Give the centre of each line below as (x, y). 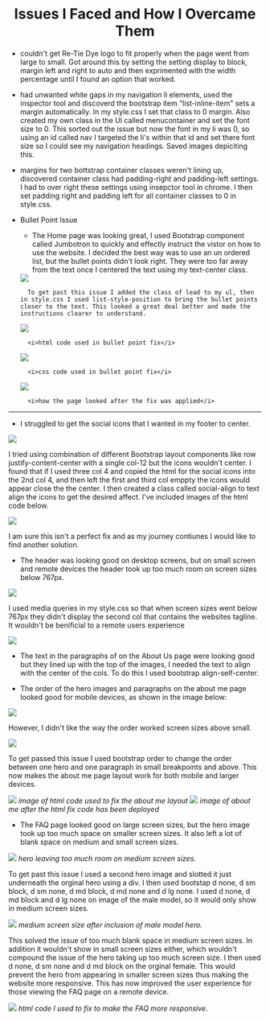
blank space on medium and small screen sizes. (99, 842)
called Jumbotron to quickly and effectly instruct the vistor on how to (146, 244)
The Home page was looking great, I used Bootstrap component (138, 235)
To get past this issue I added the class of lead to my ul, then (141, 292)
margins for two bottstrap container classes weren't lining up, (122, 170)
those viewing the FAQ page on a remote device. (89, 991)
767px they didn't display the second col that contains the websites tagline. (133, 616)
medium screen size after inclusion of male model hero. (110, 924)
